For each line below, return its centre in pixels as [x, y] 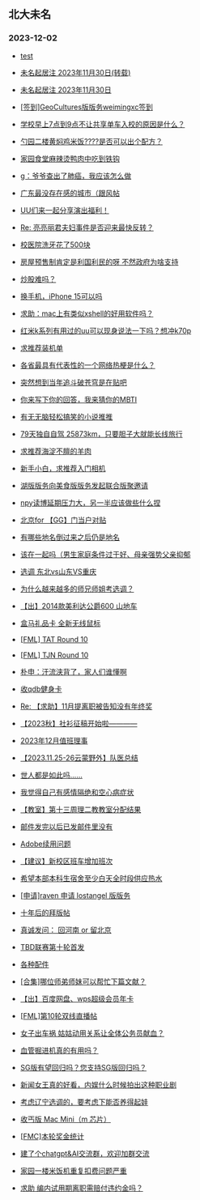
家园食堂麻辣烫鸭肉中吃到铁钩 [70, 158]
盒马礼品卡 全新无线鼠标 [60, 623]
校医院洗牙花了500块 [55, 245]
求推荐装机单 [41, 347]
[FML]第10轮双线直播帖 [59, 1015]
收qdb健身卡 [41, 689]
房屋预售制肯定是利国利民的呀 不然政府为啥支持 [99, 262]
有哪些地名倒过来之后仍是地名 [70, 537]
